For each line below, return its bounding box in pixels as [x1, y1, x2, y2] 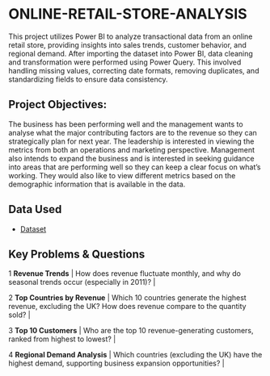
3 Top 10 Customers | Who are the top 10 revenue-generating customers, [8, 326, 254, 336]
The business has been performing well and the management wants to [8, 119, 244, 129]
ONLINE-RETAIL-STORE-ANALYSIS [8, 5, 248, 23]
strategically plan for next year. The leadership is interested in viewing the [8, 136, 255, 146]
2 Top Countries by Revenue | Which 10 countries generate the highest [8, 293, 247, 303]
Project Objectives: [8, 98, 108, 111]
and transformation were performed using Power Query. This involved [8, 57, 242, 67]
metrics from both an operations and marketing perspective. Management [8, 144, 255, 154]
